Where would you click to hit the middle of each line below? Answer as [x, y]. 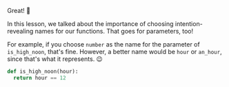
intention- [189, 24]
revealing [20, 31]
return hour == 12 [40, 78]
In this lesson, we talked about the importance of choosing [90, 24]
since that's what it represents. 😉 [55, 59]
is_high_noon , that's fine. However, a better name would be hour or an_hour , [114, 52]
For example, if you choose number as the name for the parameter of [103, 44]
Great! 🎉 [19, 11]
